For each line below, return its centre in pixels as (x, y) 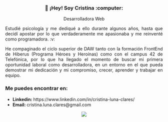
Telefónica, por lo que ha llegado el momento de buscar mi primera (84, 59)
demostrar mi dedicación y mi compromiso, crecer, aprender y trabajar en (84, 70)
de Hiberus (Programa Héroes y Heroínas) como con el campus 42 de (84, 54)
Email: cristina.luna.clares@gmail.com (52, 104)
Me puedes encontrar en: (36, 88)
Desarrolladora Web (84, 19)
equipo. (13, 75)
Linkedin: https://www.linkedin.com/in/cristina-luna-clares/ (73, 99)
